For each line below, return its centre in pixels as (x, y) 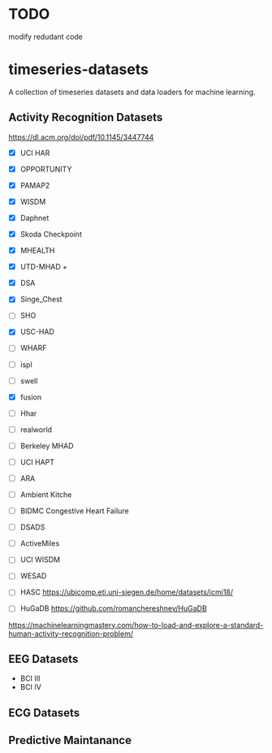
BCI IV (31, 687)
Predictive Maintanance (70, 740)
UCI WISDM (40, 560)
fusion (31, 397)
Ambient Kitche (46, 495)
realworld (36, 429)
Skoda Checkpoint (51, 234)
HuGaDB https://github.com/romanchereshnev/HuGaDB (113, 608)
